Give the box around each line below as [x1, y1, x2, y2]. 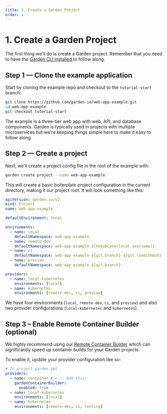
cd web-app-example [5, 105, 47, 110]
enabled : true [18, 385, 49, 390]
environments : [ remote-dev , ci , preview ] [14, 291, 103, 296]
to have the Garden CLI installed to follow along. [5, 56, 105, 62]
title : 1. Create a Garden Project [5, 7, 80, 13]
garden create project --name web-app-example [5, 172, 105, 178]
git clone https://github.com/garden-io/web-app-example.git [5, 100, 137, 105]
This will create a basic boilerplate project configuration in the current [5, 181, 151, 188]
